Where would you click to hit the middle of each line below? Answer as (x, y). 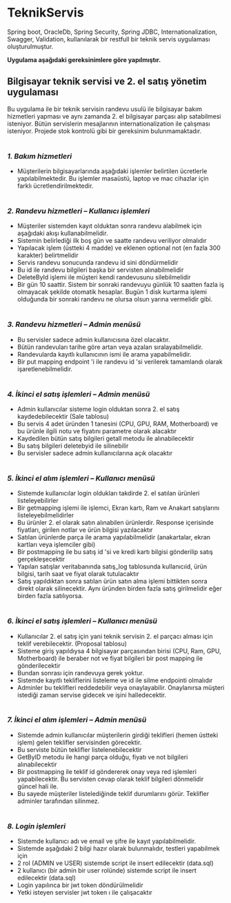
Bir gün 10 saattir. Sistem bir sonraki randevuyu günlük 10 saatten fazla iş (121, 285)
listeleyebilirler (38, 501)
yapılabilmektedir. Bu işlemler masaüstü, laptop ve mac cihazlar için (113, 179)
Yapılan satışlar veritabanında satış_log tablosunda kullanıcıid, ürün (112, 566)
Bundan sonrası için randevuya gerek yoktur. (81, 673)
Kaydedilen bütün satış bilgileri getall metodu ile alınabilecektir (106, 438)
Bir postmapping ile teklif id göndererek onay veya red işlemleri (107, 771)
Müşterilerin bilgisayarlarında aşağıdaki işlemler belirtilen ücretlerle (112, 171)
